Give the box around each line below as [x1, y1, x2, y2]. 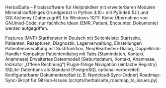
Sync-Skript [5, 77, 30, 83]
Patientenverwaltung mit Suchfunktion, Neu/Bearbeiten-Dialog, [5, 46, 134, 51]
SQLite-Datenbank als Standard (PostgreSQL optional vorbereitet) [5, 67, 140, 73]
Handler [5, 51, 21, 57]
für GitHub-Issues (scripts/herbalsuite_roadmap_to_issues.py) [30, 77, 158, 83]
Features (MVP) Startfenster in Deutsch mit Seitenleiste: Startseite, [5, 35, 142, 41]
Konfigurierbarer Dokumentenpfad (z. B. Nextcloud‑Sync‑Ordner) [5, 72, 139, 78]
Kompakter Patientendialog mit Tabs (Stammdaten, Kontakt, [22, 51, 145, 57]
